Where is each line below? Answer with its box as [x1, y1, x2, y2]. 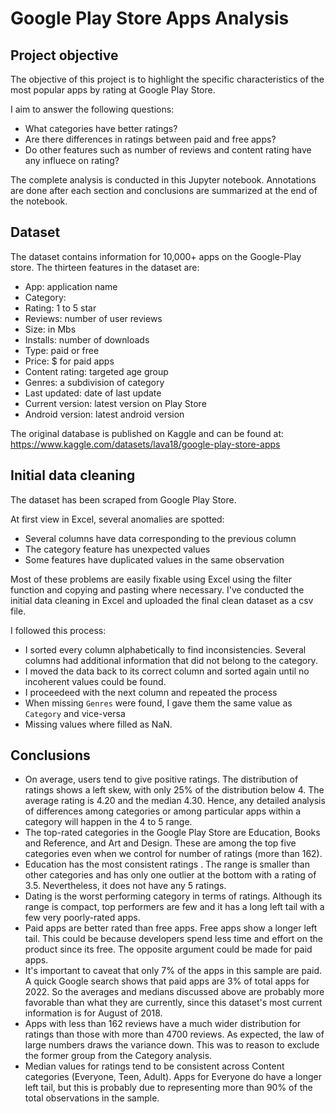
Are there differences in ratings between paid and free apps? [24, 133, 277, 145]
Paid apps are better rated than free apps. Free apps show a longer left [24, 922, 318, 934]
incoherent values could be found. [24, 675, 167, 687]
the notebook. [10, 195, 68, 207]
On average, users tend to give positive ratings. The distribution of [24, 773, 299, 786]
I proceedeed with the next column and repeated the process [24, 686, 278, 698]
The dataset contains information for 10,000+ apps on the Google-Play [10, 250, 302, 262]
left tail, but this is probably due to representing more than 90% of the [24, 1082, 313, 1094]
